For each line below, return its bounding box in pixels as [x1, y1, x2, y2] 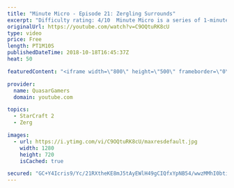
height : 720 [19, 151, 54, 158]
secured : [7, 170, 33, 178]
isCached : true [19, 157, 64, 164]
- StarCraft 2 [13, 113, 54, 120]
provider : [7, 81, 36, 88]
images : [7, 132, 30, 139]
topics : [7, 106, 30, 113]
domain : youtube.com [13, 93, 73, 101]
